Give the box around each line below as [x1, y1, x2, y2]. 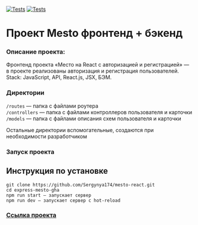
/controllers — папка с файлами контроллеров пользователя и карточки [6, 108, 193, 115]
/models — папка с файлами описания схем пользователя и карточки [6, 115, 181, 122]
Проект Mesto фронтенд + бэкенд [6, 27, 183, 40]
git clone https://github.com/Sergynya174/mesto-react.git [6, 182, 155, 187]
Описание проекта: [6, 48, 65, 56]
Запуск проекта [6, 148, 55, 156]
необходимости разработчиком [6, 133, 87, 140]
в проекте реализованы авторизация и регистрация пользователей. [6, 67, 179, 74]
